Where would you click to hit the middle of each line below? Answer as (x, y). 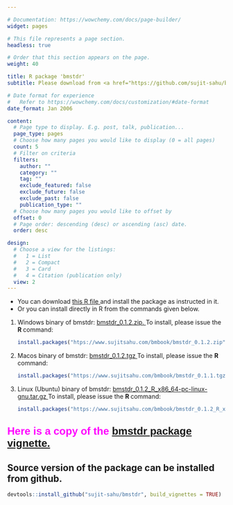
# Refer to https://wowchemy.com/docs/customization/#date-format (108, 102)
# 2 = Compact (37, 262)
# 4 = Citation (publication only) (68, 275)
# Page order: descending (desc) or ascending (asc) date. (101, 224)
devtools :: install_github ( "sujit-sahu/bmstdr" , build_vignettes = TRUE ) (114, 495)
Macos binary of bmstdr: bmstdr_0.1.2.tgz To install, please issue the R (118, 356)
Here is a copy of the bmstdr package (100, 431)
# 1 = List (32, 256)
